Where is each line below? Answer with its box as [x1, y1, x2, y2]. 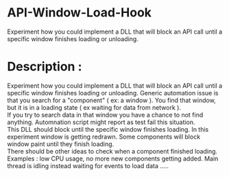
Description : [7, 59, 82, 75]
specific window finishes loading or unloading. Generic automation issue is [7, 88, 219, 97]
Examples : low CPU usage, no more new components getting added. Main [7, 154, 219, 163]
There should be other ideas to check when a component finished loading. [7, 147, 218, 155]
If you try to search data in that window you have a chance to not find [7, 110, 204, 119]
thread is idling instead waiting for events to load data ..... [7, 161, 169, 169]
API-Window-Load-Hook [7, 5, 152, 21]
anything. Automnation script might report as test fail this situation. [7, 118, 195, 126]
